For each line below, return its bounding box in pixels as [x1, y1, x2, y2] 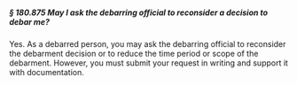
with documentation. [9, 66, 84, 77]
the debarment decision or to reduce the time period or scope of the [9, 48, 259, 58]
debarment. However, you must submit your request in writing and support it [9, 58, 288, 68]
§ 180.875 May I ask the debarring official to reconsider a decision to [9, 7, 269, 18]
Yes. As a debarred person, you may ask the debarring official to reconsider [9, 38, 286, 49]
